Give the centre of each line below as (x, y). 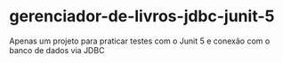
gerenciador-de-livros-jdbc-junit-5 (142, 16)
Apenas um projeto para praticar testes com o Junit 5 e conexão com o (140, 41)
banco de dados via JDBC (57, 50)
